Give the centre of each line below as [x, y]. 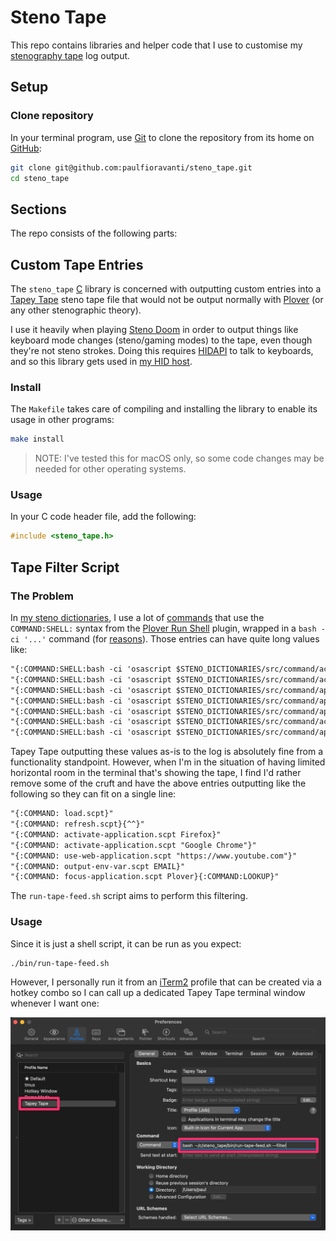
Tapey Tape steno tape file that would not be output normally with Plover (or [167, 299]
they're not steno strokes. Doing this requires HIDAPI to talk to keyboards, [162, 350]
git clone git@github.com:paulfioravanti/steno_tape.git [131, 167]
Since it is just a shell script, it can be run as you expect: [126, 943]
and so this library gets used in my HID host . [101, 361]
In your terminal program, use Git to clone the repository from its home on [162, 137]
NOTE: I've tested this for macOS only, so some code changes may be [179, 458]
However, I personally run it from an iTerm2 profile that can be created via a [166, 982]
